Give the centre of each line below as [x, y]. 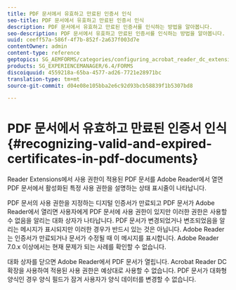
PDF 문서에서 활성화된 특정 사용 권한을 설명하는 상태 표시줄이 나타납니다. [107, 188]
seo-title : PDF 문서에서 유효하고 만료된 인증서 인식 [76, 20]
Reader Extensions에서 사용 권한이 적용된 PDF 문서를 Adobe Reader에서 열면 [115, 179]
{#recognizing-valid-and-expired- [110, 144]
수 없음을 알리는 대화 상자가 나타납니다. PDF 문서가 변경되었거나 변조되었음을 [112, 220]
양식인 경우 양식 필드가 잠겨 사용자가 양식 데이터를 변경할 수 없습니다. [102, 279]
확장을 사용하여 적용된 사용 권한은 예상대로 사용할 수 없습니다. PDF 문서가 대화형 [117, 270]
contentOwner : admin [38, 46]
